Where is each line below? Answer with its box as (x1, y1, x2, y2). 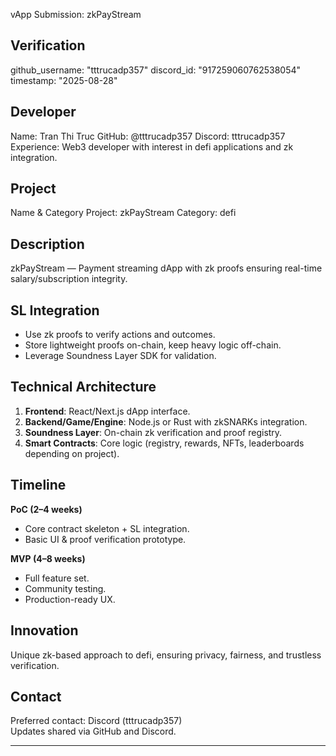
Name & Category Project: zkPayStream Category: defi (10, 207, 237, 219)
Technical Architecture (10, 379, 157, 396)
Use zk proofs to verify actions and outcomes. (24, 329, 216, 341)
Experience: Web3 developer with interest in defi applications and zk (10, 140, 294, 153)
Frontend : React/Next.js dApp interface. (24, 405, 191, 417)
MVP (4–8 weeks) (10, 552, 86, 564)
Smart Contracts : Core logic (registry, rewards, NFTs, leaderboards (24, 437, 305, 449)
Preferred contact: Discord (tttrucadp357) (10, 715, 183, 727)
